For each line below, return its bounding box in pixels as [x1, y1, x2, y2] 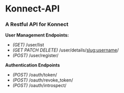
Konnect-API [5, 3, 60, 14]
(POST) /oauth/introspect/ [12, 82, 67, 88]
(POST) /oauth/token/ [12, 72, 57, 78]
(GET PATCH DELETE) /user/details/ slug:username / [12, 47, 119, 53]
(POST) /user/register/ [12, 52, 59, 58]
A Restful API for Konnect [5, 21, 69, 28]
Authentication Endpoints [5, 62, 60, 68]
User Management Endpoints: [5, 32, 69, 38]
